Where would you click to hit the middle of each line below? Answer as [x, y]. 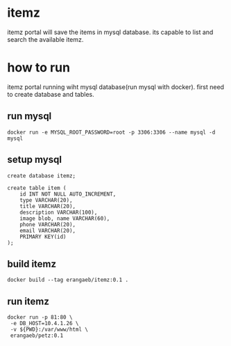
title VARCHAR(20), [48, 206]
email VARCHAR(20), [48, 230]
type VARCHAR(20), [46, 200]
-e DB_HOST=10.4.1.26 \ [44, 324]
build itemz [32, 264]
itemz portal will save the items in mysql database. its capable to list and [110, 32]
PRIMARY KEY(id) [43, 237]
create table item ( [37, 188]
